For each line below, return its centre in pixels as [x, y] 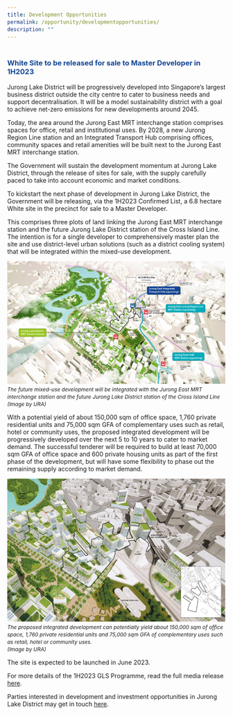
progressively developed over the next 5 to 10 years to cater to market [107, 439]
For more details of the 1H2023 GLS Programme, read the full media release [115, 676]
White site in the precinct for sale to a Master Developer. [87, 208]
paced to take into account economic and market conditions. [94, 180]
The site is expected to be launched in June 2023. [79, 662]
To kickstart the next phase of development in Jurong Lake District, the [109, 194]
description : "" [31, 29]
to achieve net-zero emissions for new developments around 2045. [103, 109]
